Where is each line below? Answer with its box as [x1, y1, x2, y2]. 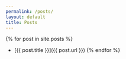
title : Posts [5, 19, 38, 25]
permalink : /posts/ [5, 8, 54, 15]
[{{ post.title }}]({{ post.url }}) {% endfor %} [14, 47, 121, 54]
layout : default [5, 14, 46, 20]
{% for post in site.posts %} [5, 36, 73, 43]
